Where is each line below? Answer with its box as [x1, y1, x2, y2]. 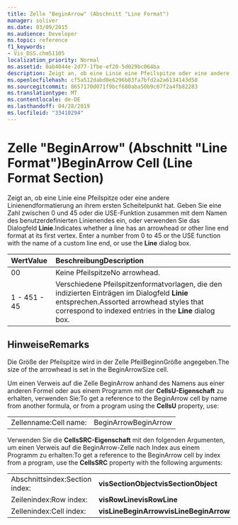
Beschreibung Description [55, 255, 144, 265]
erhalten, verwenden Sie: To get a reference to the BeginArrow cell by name [7, 394, 227, 402]
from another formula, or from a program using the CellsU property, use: [7, 402, 220, 410]
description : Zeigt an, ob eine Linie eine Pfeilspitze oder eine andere [7, 70, 230, 77]
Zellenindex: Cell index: [11, 506, 86, 516]
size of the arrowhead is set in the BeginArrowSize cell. [7, 365, 169, 373]
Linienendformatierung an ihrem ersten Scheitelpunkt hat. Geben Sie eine [7, 201, 222, 209]
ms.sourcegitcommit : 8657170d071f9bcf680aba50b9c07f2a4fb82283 [7, 83, 198, 90]
